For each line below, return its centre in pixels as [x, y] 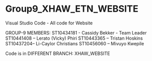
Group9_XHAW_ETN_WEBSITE [72, 9]
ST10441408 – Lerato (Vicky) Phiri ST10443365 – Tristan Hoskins [74, 38]
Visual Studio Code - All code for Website [49, 23]
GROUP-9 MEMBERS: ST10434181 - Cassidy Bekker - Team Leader [76, 33]
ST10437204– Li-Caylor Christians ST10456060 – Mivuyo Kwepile [75, 43]
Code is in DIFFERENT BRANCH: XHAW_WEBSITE [58, 53]
